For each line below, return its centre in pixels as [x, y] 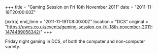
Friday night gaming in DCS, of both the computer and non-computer [75, 41]
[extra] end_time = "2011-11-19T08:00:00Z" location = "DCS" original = [77, 22]
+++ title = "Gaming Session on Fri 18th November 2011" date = [69, 7]
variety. [13, 46]
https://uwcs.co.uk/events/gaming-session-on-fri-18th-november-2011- [80, 27]
